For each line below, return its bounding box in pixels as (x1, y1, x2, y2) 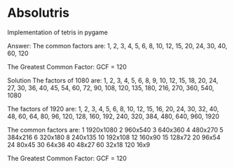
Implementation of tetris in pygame (7, 28, 109, 36)
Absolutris (7, 5, 70, 21)
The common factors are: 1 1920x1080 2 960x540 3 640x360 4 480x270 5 (7, 125, 224, 134)
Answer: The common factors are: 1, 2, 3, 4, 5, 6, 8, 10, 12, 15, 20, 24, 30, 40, (7, 41, 228, 50)
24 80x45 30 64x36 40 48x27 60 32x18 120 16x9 (7, 140, 151, 148)
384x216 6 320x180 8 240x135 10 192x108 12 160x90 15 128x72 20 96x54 (7, 133, 221, 141)
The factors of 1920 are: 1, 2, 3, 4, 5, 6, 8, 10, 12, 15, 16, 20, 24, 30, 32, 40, (7, 104, 219, 113)
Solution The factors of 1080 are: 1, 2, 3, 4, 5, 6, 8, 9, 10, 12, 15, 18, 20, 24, (7, 76, 219, 85)
